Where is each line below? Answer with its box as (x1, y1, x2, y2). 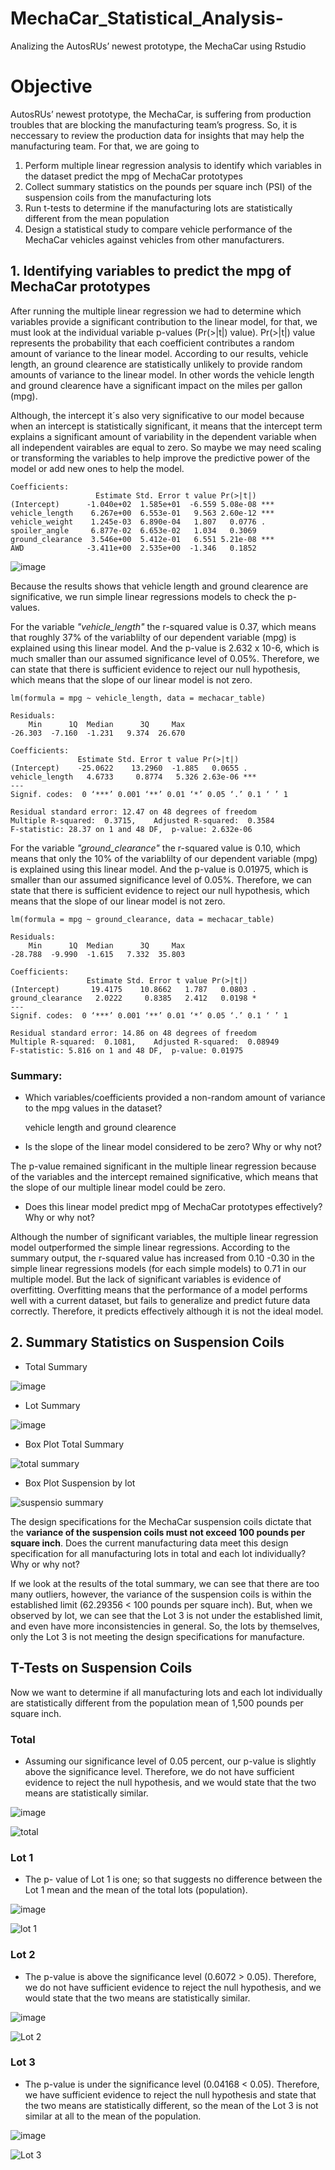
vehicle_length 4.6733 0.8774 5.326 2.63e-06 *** (10, 772, 257, 782)
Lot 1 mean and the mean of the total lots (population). (24, 1884, 248, 1896)
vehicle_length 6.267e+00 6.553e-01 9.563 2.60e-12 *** (10, 508, 275, 518)
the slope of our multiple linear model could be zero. (10, 1181, 226, 1193)
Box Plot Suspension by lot (24, 1477, 136, 1489)
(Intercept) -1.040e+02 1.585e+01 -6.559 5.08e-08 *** (10, 499, 275, 509)
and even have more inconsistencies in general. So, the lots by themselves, (10, 1620, 320, 1632)
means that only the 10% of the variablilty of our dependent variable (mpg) (10, 852, 318, 864)
